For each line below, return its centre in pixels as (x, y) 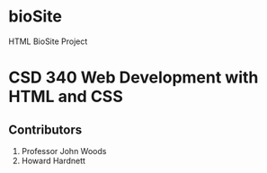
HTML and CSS (66, 97)
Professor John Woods (64, 151)
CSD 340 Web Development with (133, 78)
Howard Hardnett (53, 160)
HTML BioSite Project (48, 41)
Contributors (45, 130)
